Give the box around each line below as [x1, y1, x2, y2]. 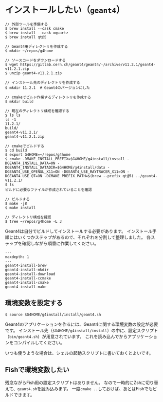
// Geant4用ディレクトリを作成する [5, 44, 68, 49]
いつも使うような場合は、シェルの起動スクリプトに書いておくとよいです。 [5, 350, 154, 356]
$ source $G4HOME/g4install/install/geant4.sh [5, 312, 101, 317]
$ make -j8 [5, 201, 27, 206]
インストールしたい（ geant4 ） [5, 4, 125, 16]
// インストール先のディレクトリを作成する [5, 80, 80, 85]
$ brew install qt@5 [5, 35, 47, 40]
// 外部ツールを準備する [5, 21, 48, 27]
